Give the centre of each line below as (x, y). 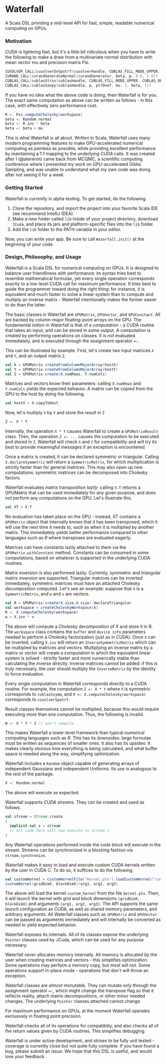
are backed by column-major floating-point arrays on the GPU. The (73, 319)
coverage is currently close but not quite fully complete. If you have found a (82, 1046)
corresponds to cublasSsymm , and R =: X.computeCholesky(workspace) (76, 694)
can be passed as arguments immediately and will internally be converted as (83, 919)
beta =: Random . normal (28, 119)
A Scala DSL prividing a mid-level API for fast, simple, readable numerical (80, 23)
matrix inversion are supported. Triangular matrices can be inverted (74, 578)
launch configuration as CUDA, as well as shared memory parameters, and (81, 909)
